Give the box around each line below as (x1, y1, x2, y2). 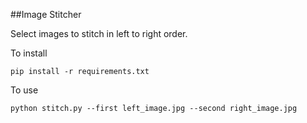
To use (10, 84, 39, 96)
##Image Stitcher (10, 9, 82, 20)
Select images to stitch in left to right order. (10, 28, 188, 39)
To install (10, 47, 48, 59)
